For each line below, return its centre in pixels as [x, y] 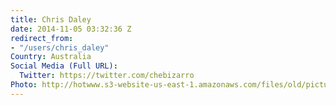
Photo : [24, 85]
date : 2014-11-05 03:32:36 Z [71, 29]
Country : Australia [51, 57]
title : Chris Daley [51, 19]
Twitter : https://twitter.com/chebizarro [107, 76]
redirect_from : [42, 38]
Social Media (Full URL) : [64, 66]
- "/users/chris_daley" [60, 47]
